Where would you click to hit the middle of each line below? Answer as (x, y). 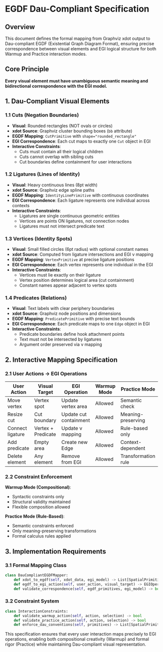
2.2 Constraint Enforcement (39, 477)
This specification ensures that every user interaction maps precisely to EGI (81, 634)
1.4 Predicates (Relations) (36, 298)
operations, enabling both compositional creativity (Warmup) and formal (77, 639)
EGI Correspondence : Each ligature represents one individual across (81, 200)
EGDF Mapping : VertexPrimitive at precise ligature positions (73, 260)
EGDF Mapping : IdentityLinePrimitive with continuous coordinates (80, 195)
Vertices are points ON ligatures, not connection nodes (74, 221)
